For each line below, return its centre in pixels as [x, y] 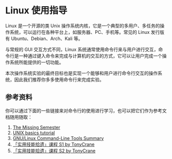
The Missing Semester [36, 127]
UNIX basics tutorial [34, 133]
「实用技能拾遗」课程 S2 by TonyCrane [54, 151]
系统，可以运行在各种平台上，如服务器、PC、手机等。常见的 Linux [80, 32]
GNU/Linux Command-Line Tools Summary [58, 138]
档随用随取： [19, 117]
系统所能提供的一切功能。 [37, 62]
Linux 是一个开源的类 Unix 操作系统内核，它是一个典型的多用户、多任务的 [83, 26]
